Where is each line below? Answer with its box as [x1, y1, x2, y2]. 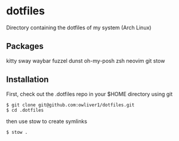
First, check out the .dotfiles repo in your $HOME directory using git [6, 90, 173, 97]
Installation [6, 75, 49, 85]
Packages [6, 41, 44, 51]
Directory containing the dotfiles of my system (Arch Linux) [6, 24, 152, 31]
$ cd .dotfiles [6, 107, 44, 113]
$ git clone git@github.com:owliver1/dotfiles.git [6, 102, 135, 108]
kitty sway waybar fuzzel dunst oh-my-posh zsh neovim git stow [6, 57, 165, 64]
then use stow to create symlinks [6, 118, 88, 125]
